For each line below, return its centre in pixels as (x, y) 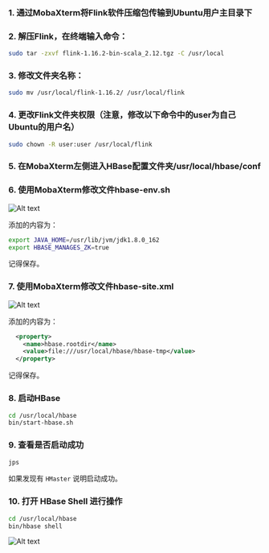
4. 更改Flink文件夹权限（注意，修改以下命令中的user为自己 (122, 115)
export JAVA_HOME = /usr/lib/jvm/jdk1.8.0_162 (84, 240)
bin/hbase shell (35, 526)
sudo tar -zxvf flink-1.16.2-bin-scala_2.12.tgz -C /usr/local (116, 54)
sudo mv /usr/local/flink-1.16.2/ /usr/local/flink (96, 93)
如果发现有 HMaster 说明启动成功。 (65, 479)
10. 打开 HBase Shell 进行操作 (65, 501)
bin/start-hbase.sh (41, 423)
